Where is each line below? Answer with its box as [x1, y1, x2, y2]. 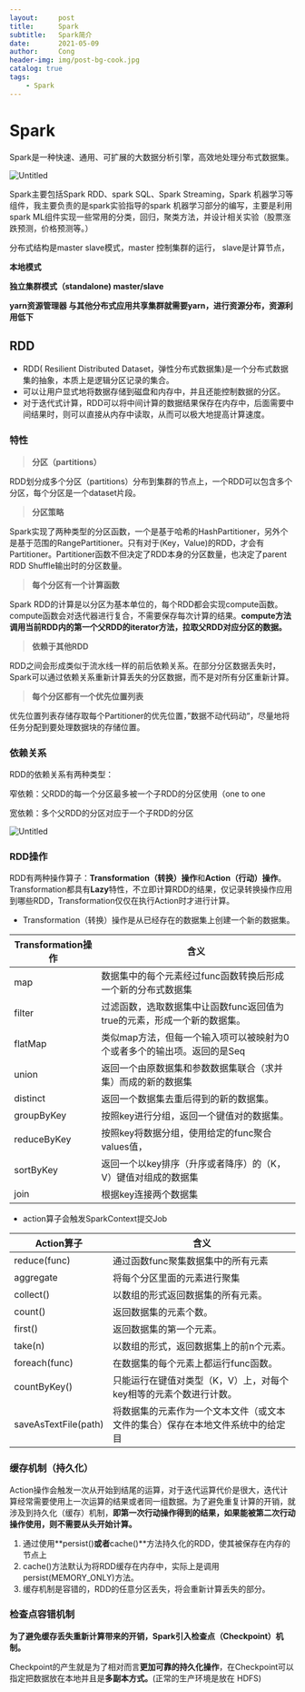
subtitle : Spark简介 [9, 30, 93, 39]
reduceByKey [14, 1133, 72, 1146]
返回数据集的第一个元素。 [112, 1323, 222, 1336]
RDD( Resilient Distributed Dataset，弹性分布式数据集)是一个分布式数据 [22, 363, 289, 374]
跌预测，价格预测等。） [9, 222, 93, 233]
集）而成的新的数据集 [101, 1076, 192, 1089]
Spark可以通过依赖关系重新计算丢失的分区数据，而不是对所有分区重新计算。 [9, 671, 294, 683]
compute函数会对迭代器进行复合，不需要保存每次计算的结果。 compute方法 [9, 610, 292, 621]
